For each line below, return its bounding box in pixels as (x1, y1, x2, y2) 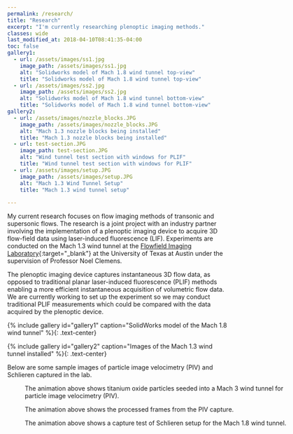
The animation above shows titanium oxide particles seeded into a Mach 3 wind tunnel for (24, 384, 284, 393)
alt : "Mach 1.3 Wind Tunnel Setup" (20, 179, 124, 187)
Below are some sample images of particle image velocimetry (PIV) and (7, 363, 213, 372)
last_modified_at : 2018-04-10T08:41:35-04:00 (7, 36, 142, 43)
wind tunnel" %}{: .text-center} (7, 329, 97, 337)
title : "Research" (7, 17, 61, 24)
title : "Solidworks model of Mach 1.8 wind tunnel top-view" (20, 75, 201, 83)
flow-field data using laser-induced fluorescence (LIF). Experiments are (7, 234, 213, 243)
